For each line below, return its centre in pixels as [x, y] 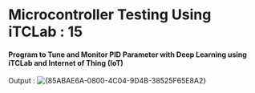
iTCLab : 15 [45, 32]
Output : [22, 81]
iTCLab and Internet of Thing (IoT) [66, 63]
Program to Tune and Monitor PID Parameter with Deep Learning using [127, 55]
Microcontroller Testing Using [110, 15]
